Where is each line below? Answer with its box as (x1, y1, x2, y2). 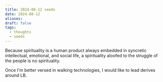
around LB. (5, 72, 27, 78)
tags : (5, 25, 16, 30)
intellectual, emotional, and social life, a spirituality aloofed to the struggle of (5, 52, 158, 58)
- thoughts (9, 30, 32, 34)
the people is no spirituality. (5, 58, 61, 64)
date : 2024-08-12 (5, 12, 40, 16)
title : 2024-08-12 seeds (5, 7, 55, 12)
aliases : (5, 16, 23, 21)
